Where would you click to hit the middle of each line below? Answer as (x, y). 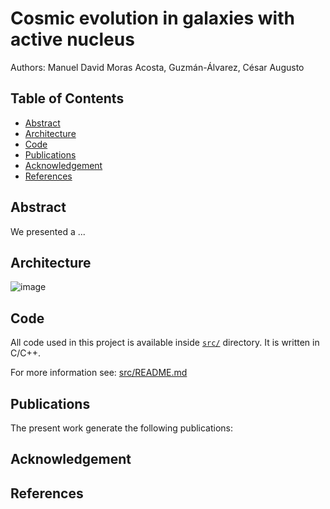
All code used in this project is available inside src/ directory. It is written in (165, 343)
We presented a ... (48, 231)
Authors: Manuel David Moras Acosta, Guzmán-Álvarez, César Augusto (157, 67)
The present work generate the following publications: (122, 428)
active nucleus (72, 39)
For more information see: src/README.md (99, 373)
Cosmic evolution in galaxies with (152, 18)
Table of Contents (67, 98)
